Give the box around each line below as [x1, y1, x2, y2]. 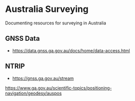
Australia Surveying [5, 3, 89, 15]
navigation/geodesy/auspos [5, 90, 62, 96]
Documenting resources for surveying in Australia [5, 20, 106, 26]
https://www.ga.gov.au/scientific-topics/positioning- [5, 85, 112, 91]
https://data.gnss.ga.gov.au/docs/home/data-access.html [12, 47, 130, 53]
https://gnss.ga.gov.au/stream [12, 75, 74, 81]
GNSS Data [5, 34, 40, 43]
